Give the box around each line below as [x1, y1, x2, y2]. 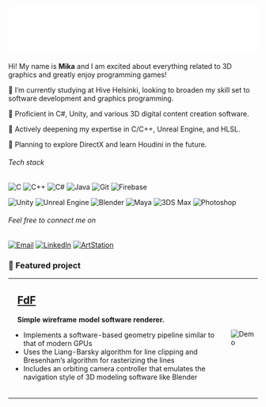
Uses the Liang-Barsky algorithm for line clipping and [23, 347, 198, 356]
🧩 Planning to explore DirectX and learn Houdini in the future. [8, 139, 207, 149]
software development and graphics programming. [8, 93, 174, 103]
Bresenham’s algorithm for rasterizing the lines [23, 355, 175, 365]
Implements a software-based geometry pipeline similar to [23, 330, 215, 340]
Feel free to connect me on [8, 215, 97, 225]
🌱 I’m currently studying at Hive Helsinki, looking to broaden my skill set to [8, 85, 251, 94]
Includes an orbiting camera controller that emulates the [23, 363, 206, 373]
